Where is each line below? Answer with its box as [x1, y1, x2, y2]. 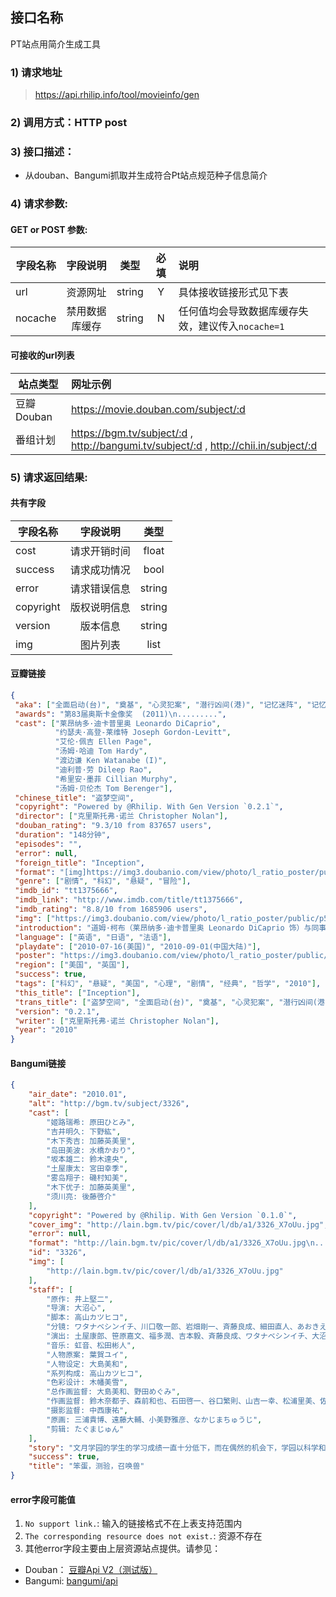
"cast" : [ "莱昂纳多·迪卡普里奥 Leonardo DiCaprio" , [14, 718, 222, 728]
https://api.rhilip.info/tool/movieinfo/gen [34, 89, 200, 101]
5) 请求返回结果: [10, 470, 88, 484]
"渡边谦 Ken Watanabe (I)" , [54, 756, 168, 766]
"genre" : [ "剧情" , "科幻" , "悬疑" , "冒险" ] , [14, 876, 192, 887]
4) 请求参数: [10, 197, 69, 211]
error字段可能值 [10, 1493, 76, 1505]
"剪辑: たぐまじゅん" [46, 1424, 125, 1434]
